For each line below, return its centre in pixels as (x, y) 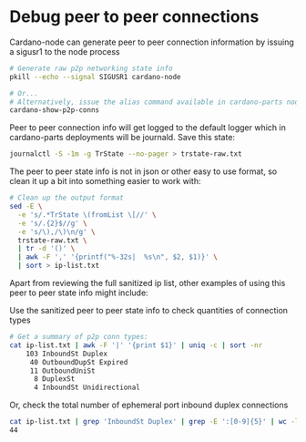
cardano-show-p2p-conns (55, 110)
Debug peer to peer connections (134, 17)
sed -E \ (26, 207)
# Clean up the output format (67, 198)
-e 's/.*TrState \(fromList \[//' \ (87, 215)
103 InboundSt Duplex (66, 354)
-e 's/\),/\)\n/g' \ (56, 231)
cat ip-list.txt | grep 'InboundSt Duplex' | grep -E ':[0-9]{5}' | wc (148, 422)
